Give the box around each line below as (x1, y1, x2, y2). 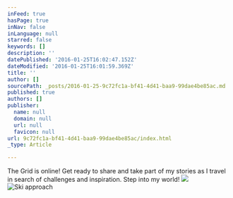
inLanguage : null (7, 30, 59, 37)
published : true (7, 89, 55, 96)
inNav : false (7, 23, 46, 30)
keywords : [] (7, 43, 46, 50)
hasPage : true (7, 17, 49, 24)
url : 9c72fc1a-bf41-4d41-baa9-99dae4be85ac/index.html (7, 135, 172, 142)
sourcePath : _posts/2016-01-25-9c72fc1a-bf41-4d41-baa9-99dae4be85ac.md (7, 82, 226, 89)
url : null (13, 121, 42, 129)
